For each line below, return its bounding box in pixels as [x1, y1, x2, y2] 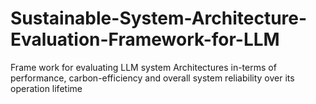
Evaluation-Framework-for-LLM [10, 28, 280, 51]
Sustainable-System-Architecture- [10, 7, 308, 30]
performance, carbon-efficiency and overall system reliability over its [10, 72, 295, 84]
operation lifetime [10, 82, 83, 94]
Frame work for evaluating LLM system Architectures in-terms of [10, 61, 277, 73]
